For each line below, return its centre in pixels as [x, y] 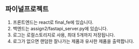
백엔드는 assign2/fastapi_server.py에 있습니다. [60, 28]
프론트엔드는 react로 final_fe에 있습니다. [53, 22]
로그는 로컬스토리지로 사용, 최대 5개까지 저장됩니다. [64, 35]
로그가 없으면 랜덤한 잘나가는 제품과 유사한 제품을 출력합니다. [73, 41]
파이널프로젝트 [27, 9]
